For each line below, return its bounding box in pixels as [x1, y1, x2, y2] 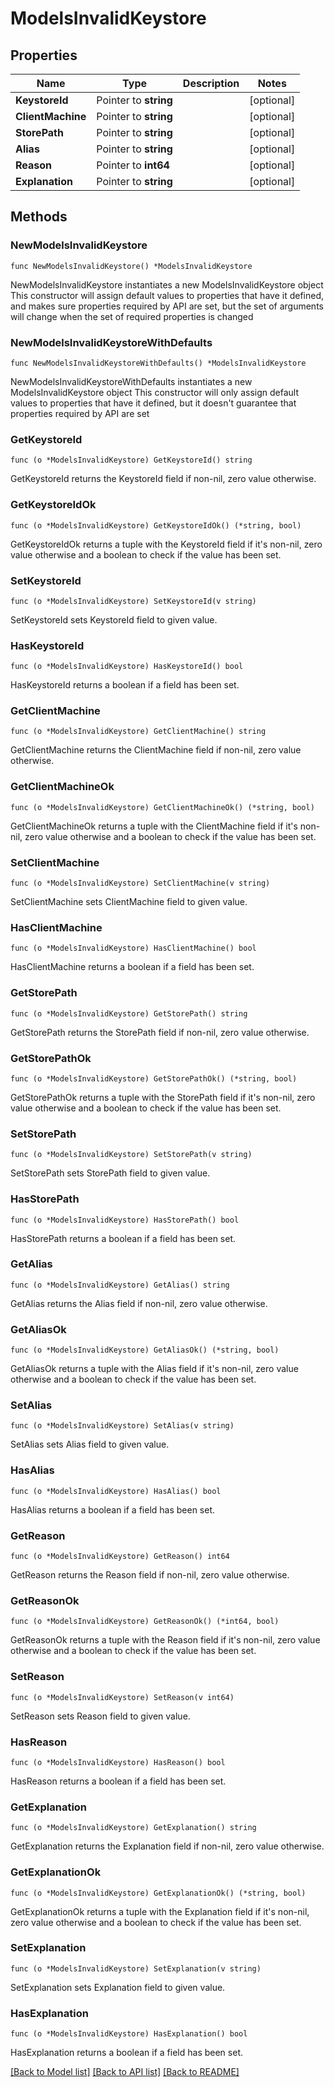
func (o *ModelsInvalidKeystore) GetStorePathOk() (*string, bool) [10, 1073, 298, 1084]
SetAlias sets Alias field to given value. [10, 1438, 170, 1451]
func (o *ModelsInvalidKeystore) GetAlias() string [10, 1280, 230, 1290]
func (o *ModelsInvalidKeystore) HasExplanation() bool [10, 2029, 248, 2039]
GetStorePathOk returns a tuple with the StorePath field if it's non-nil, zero [10, 1091, 316, 1103]
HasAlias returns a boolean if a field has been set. [10, 1503, 216, 1516]
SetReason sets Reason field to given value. [10, 1710, 191, 1722]
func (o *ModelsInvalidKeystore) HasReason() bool [10, 1757, 226, 1767]
